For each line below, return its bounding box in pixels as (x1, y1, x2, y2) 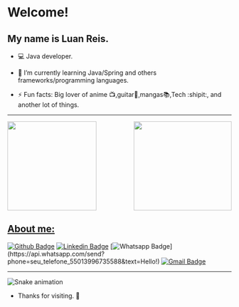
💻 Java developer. (17, 52, 73, 61)
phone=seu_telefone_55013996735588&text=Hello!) (7, 257, 160, 266)
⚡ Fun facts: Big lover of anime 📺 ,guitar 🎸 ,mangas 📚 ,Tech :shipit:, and (17, 90, 222, 98)
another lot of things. (17, 100, 80, 109)
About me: (7, 223, 55, 235)
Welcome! (7, 4, 69, 21)
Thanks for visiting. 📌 (17, 291, 80, 300)
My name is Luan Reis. (7, 33, 109, 45)
